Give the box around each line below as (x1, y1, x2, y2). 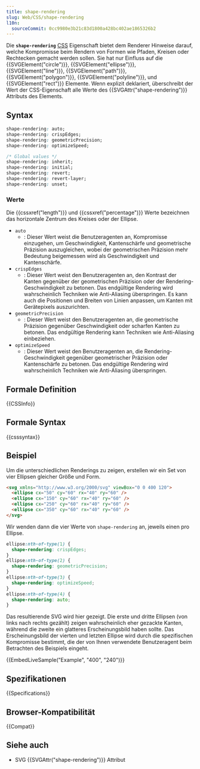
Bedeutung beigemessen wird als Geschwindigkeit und (23, 253, 159, 260)
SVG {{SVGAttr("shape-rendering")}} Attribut (14, 756, 125, 763)
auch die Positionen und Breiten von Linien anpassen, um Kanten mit (23, 297, 193, 304)
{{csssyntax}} (6, 433, 41, 440)
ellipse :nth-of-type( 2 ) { (6, 558, 70, 564)
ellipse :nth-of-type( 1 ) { (6, 541, 70, 547)
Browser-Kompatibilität (6, 707, 96, 717)
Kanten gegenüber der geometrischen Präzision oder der (23, 278, 165, 285)
